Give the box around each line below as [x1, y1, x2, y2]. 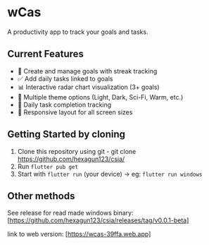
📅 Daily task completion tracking [17, 100, 112, 109]
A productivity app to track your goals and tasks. [7, 28, 149, 36]
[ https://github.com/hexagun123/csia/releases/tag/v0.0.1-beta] [7, 216, 189, 225]
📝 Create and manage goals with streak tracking [17, 66, 158, 75]
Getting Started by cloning [7, 129, 125, 141]
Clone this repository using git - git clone [17, 147, 137, 155]
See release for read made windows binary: [7, 209, 134, 217]
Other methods [7, 190, 75, 202]
